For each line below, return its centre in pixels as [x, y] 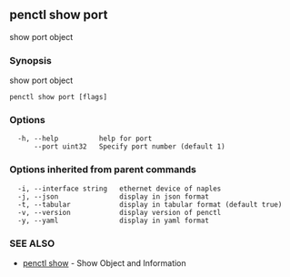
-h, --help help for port [85, 139]
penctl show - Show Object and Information [104, 263]
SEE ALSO [32, 243]
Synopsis [30, 60]
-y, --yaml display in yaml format [113, 221]
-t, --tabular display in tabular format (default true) [150, 204]
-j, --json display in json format [113, 196]
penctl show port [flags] [58, 97]
